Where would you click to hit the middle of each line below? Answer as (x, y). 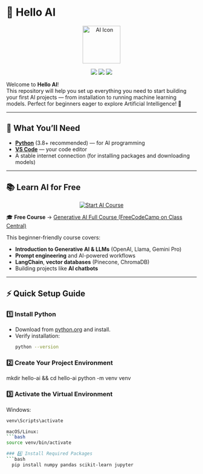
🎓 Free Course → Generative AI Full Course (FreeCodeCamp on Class (94, 217)
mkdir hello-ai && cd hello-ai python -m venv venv (69, 378)
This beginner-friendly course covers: (53, 237)
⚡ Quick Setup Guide (46, 293)
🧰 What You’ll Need (43, 128)
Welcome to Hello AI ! (33, 84)
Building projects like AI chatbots (56, 268)
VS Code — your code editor (51, 149)
